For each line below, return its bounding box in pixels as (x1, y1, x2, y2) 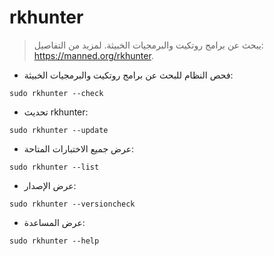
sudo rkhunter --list (9, 162, 100, 172)
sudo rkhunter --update (9, 125, 109, 135)
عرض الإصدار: (23, 179, 77, 191)
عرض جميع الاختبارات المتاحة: (23, 142, 135, 155)
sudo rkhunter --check (9, 88, 104, 98)
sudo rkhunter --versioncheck (9, 199, 136, 209)
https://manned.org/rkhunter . (33, 49, 154, 61)
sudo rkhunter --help (9, 236, 100, 246)
